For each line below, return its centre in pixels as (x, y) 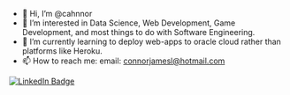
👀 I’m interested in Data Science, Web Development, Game (129, 23)
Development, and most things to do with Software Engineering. (138, 32)
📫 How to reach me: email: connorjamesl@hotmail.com (123, 61)
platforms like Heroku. (62, 51)
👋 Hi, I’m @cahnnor (57, 14)
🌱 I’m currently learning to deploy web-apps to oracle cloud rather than (151, 41)
